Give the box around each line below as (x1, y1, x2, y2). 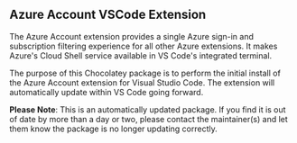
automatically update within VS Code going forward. (9, 86, 204, 97)
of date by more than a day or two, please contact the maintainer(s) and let (9, 113, 289, 124)
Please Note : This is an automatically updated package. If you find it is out (9, 103, 286, 115)
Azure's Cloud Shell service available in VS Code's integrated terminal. (9, 49, 273, 61)
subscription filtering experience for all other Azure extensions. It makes (9, 40, 278, 51)
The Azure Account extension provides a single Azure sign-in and (9, 31, 255, 41)
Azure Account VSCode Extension (9, 7, 207, 22)
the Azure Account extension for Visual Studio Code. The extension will (9, 76, 275, 88)
